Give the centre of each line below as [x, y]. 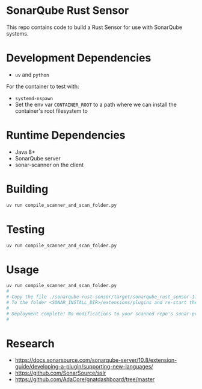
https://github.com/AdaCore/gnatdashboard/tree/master [85, 379]
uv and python [32, 74]
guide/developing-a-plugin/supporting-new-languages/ [84, 367]
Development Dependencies [79, 58]
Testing [26, 229]
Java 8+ [25, 152]
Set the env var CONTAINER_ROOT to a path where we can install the [96, 104]
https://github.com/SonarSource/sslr [60, 373]
